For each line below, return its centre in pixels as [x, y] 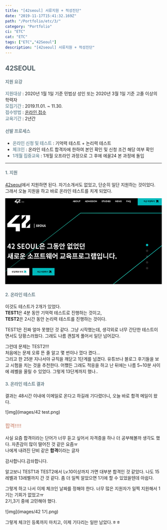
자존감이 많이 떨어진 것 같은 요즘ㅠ [45, 444]
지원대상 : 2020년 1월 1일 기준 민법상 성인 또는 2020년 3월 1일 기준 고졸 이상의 [81, 94]
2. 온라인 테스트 [20, 294]
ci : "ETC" [15, 32]
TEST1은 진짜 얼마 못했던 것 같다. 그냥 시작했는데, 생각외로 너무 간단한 [73, 330]
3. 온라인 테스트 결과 [25, 384]
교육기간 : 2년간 [20, 119]
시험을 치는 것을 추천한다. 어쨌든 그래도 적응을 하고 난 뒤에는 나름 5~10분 [81, 365]
